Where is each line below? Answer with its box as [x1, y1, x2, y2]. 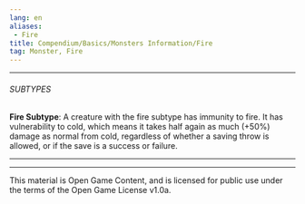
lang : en [9, 13, 43, 23]
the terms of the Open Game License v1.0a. [9, 185, 172, 196]
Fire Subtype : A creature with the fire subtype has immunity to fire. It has [9, 112, 283, 122]
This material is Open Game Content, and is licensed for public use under [9, 175, 283, 186]
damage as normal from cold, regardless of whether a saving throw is [9, 131, 270, 141]
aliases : [9, 22, 43, 31]
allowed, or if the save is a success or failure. [9, 141, 179, 151]
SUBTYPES [9, 83, 52, 94]
